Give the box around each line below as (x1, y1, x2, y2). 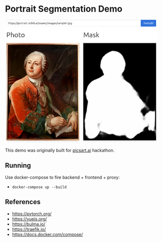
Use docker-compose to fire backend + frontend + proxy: (5, 174, 120, 180)
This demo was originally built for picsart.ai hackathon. (5, 147, 115, 154)
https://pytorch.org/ (12, 210, 52, 217)
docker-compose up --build (12, 185, 67, 190)
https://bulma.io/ (12, 221, 46, 227)
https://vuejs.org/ (12, 216, 47, 222)
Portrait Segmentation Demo (5, 3, 123, 15)
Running (5, 161, 32, 170)
